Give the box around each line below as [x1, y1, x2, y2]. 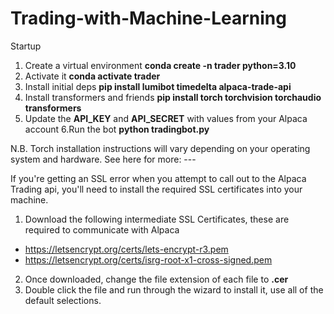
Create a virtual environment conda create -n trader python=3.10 [24, 59, 297, 71]
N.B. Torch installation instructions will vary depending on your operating [10, 142, 311, 154]
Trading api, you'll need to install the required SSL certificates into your [10, 183, 303, 195]
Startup [10, 40, 42, 52]
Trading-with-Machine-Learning [10, 7, 287, 30]
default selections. [24, 294, 102, 306]
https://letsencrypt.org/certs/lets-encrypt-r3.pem [24, 243, 229, 255]
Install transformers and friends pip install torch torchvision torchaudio [24, 91, 322, 103]
